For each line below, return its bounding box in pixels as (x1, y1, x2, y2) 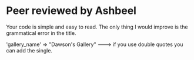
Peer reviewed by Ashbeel (6, 4, 137, 17)
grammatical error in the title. (6, 29, 76, 36)
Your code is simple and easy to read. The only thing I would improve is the (6, 23, 188, 30)
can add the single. (6, 47, 53, 54)
